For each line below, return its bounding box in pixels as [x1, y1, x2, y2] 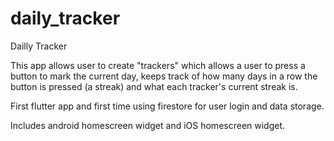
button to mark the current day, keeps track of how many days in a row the [10, 70, 318, 82]
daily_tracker [10, 7, 121, 30]
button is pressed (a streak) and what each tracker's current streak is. [10, 80, 298, 92]
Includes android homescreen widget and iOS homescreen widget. [10, 119, 286, 131]
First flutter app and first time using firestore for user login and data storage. [10, 100, 325, 112]
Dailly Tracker [10, 40, 68, 52]
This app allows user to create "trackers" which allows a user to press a [10, 59, 306, 71]
